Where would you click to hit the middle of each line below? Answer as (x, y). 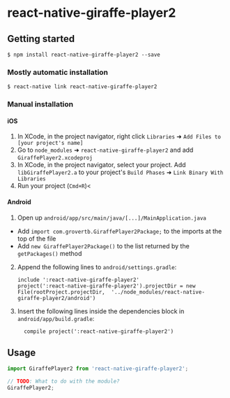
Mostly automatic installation (58, 72)
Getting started (41, 39)
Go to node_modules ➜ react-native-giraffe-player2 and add (105, 150)
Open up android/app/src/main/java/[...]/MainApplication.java (112, 218)
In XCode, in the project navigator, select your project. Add (101, 165)
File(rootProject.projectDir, (61, 292)
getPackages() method (49, 253)
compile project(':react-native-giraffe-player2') (99, 331)
